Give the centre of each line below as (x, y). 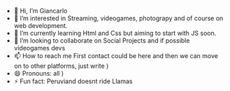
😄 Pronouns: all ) (39, 73)
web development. (41, 26)
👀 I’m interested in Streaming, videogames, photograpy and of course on (118, 18)
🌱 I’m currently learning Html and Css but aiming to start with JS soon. (115, 33)
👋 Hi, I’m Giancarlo (41, 11)
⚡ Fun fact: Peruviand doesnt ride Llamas (73, 81)
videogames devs (39, 48)
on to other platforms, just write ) (61, 66)
